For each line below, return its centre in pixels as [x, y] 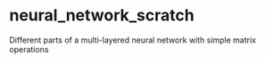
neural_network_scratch [102, 15]
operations [29, 49]
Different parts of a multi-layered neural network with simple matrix [133, 40]
